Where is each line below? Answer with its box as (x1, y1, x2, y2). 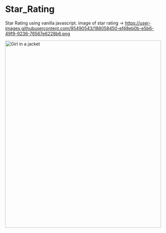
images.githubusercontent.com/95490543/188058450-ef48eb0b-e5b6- (5, 25, 155, 31)
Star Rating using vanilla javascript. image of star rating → (5, 20, 124, 26)
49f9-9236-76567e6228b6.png (5, 30, 71, 36)
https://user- (125, 20, 151, 26)
